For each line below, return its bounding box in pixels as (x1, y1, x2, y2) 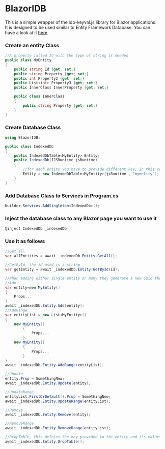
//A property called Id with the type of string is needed (5, 53, 129, 58)
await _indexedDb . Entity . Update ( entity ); (5, 381, 91, 386)
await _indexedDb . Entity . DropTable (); (5, 439, 84, 444)
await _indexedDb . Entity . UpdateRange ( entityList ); (5, 399, 111, 404)
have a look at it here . (5, 30, 49, 35)
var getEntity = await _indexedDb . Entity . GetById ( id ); (5, 267, 120, 272)
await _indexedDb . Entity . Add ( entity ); (5, 303, 84, 308)
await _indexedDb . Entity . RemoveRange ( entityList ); (5, 426, 111, 431)
